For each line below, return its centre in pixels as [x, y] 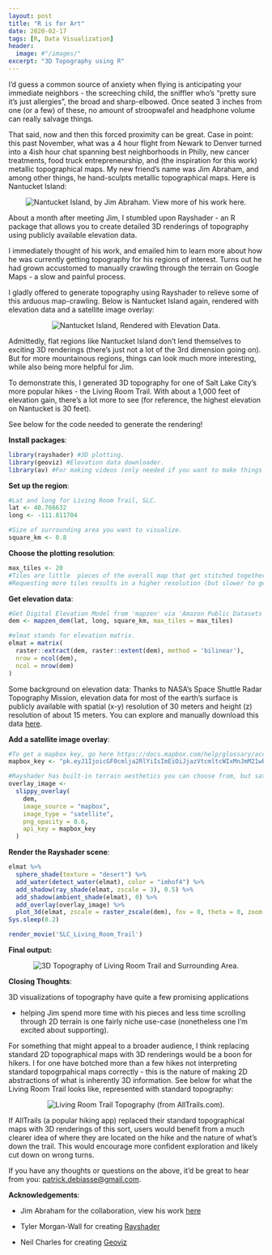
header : [21, 46]
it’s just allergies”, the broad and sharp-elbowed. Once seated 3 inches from [135, 101]
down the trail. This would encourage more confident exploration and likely [133, 1146]
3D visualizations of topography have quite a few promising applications [129, 997]
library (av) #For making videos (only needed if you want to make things [136, 470]
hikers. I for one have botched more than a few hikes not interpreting [123, 1063]
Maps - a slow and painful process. [67, 276]
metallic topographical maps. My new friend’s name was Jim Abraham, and [134, 169]
